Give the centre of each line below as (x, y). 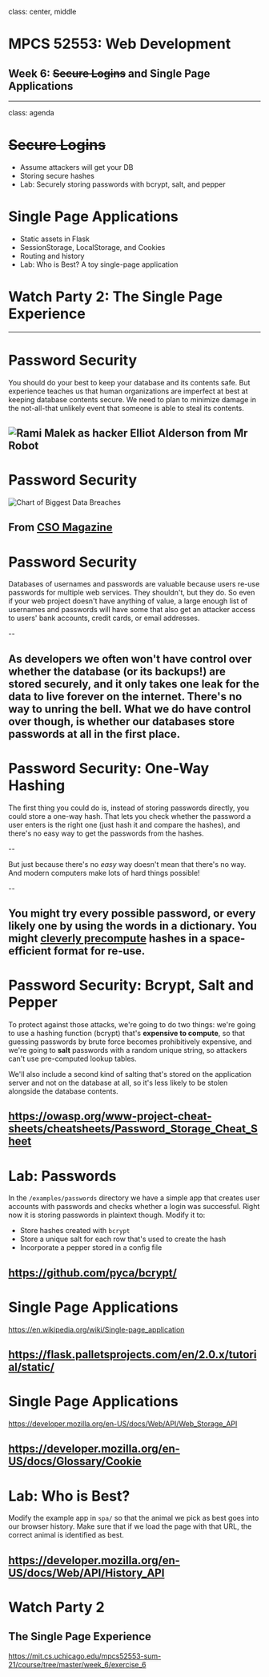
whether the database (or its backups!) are (117, 671)
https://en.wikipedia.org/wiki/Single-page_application (96, 1329)
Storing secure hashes (57, 175)
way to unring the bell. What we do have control (130, 709)
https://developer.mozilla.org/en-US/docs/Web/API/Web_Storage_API (123, 1424)
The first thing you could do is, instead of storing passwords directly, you (129, 808)
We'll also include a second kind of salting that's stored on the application (130, 1074)
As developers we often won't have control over (130, 659)
